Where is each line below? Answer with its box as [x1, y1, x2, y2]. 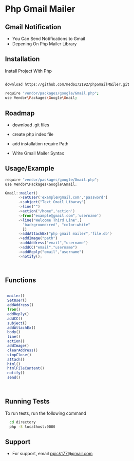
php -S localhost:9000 [9, 424, 56, 429]
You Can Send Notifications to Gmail [12, 36, 85, 41]
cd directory [9, 420, 36, 424]
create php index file [12, 132, 54, 137]
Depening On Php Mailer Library [12, 41, 77, 47]
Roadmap [5, 109, 35, 117]
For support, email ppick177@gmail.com [12, 451, 93, 457]
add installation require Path [12, 141, 69, 147]
